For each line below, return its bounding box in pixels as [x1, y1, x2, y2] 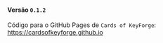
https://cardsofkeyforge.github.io [7, 28, 103, 37]
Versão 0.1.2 [7, 6, 46, 14]
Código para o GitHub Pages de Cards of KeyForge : [7, 21, 157, 29]
